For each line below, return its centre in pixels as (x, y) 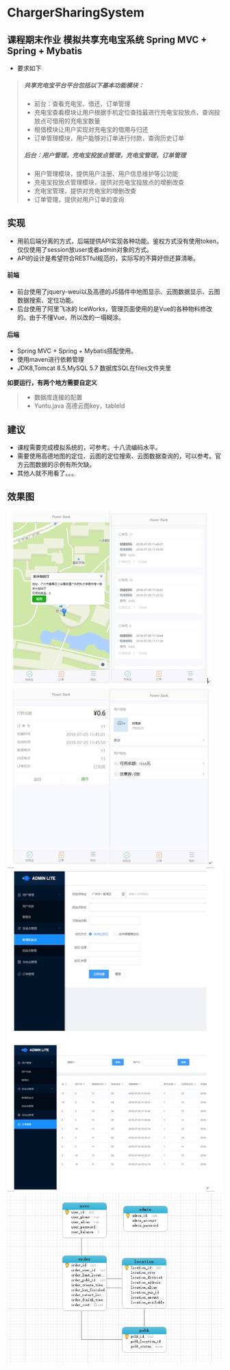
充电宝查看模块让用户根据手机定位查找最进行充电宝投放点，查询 (124, 112)
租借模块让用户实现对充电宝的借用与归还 (91, 129)
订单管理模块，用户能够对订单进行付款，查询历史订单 (109, 138)
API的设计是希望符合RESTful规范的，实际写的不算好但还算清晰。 (108, 258)
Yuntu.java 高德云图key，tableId (79, 406)
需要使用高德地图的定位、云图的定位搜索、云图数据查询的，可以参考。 (116, 456)
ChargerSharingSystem (76, 13)
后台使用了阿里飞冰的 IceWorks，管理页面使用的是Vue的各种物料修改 (115, 309)
